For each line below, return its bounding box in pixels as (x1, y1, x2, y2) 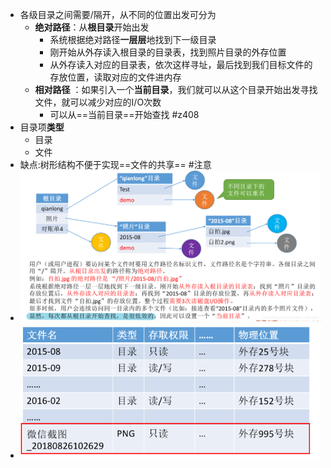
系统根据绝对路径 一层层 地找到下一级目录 (49, 34, 217, 45)
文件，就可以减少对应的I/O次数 (34, 96, 162, 108)
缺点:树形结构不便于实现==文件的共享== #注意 (19, 159, 212, 170)
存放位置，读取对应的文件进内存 (49, 71, 182, 83)
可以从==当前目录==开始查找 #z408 (49, 109, 200, 120)
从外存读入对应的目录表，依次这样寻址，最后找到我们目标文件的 (49, 59, 313, 70)
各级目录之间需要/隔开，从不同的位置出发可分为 (19, 9, 217, 20)
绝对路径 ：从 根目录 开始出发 (34, 21, 150, 33)
